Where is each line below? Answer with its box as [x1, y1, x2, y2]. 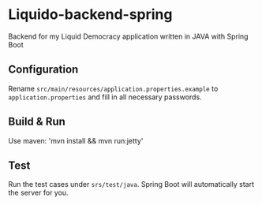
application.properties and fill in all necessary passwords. [8, 92, 203, 102]
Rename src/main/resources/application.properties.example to [8, 84, 219, 93]
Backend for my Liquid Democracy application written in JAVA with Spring [8, 32, 249, 41]
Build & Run [8, 115, 65, 129]
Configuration [8, 63, 79, 76]
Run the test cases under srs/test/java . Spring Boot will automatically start [8, 180, 255, 189]
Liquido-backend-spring [8, 6, 173, 24]
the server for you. [8, 188, 69, 198]
